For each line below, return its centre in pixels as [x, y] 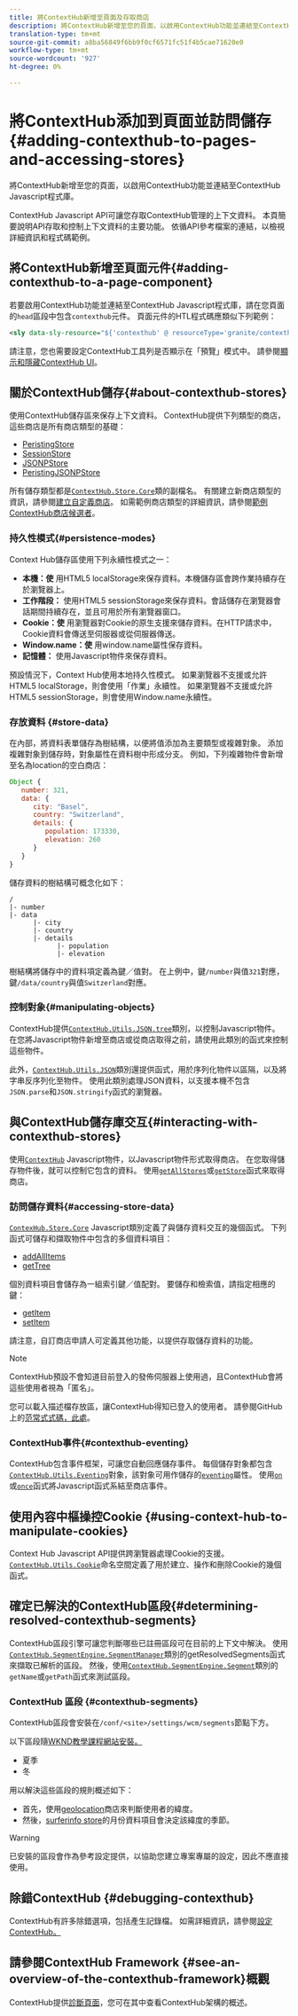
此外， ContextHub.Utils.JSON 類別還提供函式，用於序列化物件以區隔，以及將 [148, 1069]
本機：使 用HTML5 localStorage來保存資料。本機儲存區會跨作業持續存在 [154, 578]
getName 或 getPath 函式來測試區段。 [72, 1676]
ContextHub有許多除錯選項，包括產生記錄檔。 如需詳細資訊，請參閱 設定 [141, 1920]
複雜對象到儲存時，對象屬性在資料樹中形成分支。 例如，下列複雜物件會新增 [146, 754]
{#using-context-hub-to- [216, 1516]
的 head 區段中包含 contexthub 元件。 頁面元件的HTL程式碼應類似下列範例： [143, 316]
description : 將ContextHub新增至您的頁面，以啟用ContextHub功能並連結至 [134, 26]
